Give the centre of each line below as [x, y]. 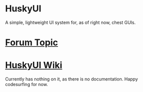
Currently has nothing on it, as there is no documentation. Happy [71, 79]
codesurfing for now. [27, 85]
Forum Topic [32, 43]
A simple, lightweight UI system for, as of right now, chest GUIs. [71, 22]
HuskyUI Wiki [34, 65]
